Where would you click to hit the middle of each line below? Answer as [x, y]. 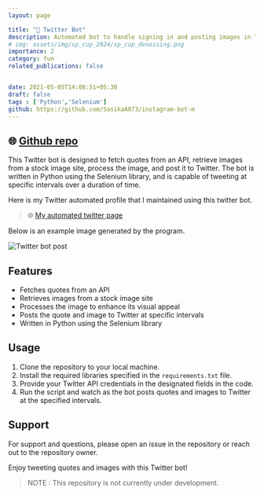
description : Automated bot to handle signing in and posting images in [130, 37]
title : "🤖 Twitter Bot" [47, 29]
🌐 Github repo [43, 141]
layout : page [29, 15]
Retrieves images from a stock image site [86, 298]
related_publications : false [56, 66]
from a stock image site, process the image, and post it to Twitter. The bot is [131, 168]
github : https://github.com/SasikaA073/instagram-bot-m [101, 109]
